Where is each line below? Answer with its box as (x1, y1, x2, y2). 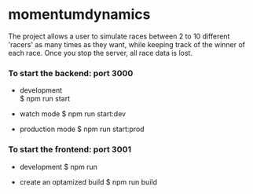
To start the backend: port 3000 (8, 68, 134, 79)
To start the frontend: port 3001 (8, 144, 132, 155)
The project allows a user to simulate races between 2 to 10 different (8, 31, 230, 41)
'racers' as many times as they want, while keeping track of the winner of (8, 39, 246, 49)
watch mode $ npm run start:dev (19, 109, 126, 119)
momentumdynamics (8, 5, 151, 24)
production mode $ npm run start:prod (19, 124, 145, 134)
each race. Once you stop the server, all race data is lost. (8, 48, 192, 57)
